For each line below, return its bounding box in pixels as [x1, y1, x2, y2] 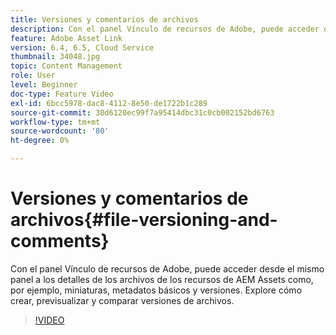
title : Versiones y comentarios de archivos [10, 14, 199, 25]
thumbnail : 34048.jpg [10, 52, 101, 62]
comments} [10, 230, 110, 253]
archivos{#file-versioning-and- [10, 209, 278, 231]
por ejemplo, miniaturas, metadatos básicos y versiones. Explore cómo [10, 284, 303, 296]
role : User [10, 71, 56, 81]
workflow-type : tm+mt [10, 117, 101, 127]
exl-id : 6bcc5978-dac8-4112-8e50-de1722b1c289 [10, 98, 208, 108]
